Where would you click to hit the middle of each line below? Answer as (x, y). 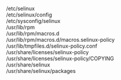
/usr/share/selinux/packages (41, 71)
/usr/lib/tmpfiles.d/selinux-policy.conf (52, 46)
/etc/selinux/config (29, 15)
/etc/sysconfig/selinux (33, 21)
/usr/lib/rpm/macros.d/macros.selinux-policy (60, 40)
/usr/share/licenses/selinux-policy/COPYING (60, 59)
